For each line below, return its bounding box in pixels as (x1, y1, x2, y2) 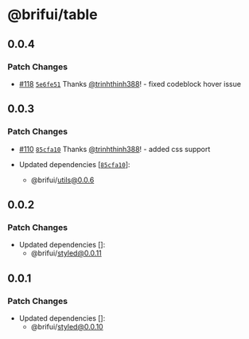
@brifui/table (7, 6, 98, 24)
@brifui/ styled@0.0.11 (30, 248, 103, 258)
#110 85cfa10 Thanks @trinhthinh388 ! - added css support (18, 144, 211, 154)
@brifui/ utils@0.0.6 (30, 175, 95, 185)
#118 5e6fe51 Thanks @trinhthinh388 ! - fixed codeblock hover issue (18, 79, 242, 88)
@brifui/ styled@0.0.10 (30, 321, 104, 331)
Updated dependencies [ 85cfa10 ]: (18, 159, 130, 169)
